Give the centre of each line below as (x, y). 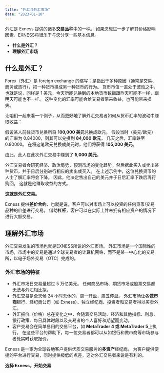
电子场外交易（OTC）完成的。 (48, 258)
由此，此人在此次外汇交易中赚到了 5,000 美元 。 (53, 155)
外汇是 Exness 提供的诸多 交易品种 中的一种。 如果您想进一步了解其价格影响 (81, 29)
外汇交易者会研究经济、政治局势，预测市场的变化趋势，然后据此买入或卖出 (80, 165)
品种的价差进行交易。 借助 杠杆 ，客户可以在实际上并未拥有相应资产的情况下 (81, 210)
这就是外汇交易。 (22, 194)
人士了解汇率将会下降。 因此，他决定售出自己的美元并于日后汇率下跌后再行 (81, 177)
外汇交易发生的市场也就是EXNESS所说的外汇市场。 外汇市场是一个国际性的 (80, 246)
